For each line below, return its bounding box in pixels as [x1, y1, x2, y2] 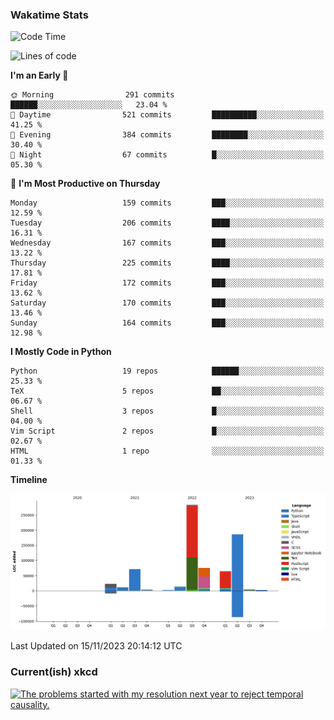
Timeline [10, 474, 48, 486]
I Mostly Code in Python [10, 346, 112, 358]
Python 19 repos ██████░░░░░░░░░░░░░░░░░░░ [10, 366, 325, 377]
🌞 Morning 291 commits [10, 90, 175, 100]
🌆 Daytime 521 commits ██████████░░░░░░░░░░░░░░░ [10, 110, 325, 120]
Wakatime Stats [10, 8, 89, 22]
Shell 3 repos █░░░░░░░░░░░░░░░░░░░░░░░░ [10, 406, 325, 417]
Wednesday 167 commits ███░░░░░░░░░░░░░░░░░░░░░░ [10, 238, 325, 248]
